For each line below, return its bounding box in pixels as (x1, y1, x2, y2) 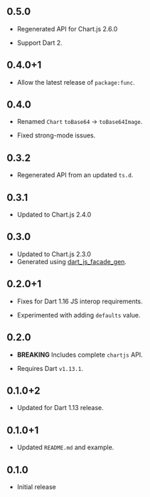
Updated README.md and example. (16, 443, 114, 451)
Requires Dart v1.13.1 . (16, 364, 83, 372)
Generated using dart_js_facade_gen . (16, 257, 127, 266)
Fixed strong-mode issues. (16, 131, 96, 140)
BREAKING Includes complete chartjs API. (16, 350, 143, 359)
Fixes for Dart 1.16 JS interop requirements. (16, 297, 143, 305)
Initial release (16, 482, 56, 491)
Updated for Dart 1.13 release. (16, 404, 104, 412)
